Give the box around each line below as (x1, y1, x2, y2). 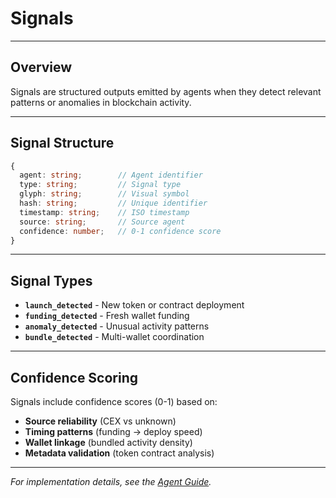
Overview (10, 59, 73, 76)
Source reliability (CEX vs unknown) (24, 415, 177, 427)
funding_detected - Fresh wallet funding (24, 310, 190, 322)
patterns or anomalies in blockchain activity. (10, 96, 192, 108)
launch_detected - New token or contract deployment (24, 299, 245, 311)
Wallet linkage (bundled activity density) (24, 437, 193, 449)
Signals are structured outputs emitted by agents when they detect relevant (10, 85, 322, 97)
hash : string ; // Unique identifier (19, 198, 208, 209)
